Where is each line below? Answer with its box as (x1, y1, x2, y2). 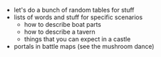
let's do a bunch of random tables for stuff (13, 6, 135, 14)
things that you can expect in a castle (23, 35, 131, 43)
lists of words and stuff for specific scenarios (13, 13, 143, 21)
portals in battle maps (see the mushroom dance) (13, 43, 155, 50)
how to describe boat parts (23, 21, 102, 28)
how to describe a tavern (23, 27, 95, 36)
